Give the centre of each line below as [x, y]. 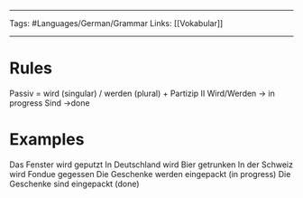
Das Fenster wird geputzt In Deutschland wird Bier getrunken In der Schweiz [151, 165]
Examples [47, 140]
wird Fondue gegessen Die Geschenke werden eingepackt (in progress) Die [150, 174]
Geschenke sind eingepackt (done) [74, 184]
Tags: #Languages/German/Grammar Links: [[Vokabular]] [116, 23]
